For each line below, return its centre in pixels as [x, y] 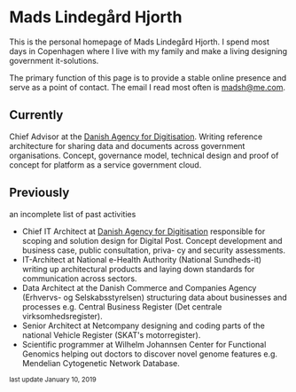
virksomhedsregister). [62, 316]
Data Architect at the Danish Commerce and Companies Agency [139, 287]
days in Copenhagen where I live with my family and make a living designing [148, 51]
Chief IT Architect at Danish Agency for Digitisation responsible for [144, 231]
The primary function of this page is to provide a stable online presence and [148, 77]
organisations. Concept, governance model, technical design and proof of [144, 155]
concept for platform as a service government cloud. [105, 165]
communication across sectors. [79, 278]
